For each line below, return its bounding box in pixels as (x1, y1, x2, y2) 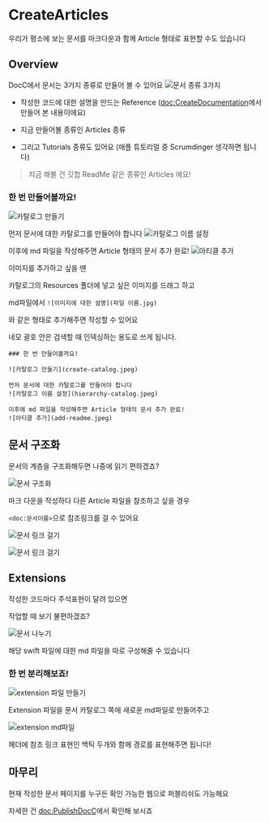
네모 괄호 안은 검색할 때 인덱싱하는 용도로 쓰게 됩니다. (8, 332, 177, 342)
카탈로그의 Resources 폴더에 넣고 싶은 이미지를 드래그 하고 (8, 281, 195, 290)
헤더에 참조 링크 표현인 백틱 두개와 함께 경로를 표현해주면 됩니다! (8, 739, 212, 749)
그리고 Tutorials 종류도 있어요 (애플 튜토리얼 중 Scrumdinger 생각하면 (19, 142, 241, 152)
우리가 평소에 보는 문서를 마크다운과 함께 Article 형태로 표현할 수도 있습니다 (8, 33, 246, 43)
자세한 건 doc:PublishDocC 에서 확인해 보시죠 (8, 805, 153, 816)
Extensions (8, 572, 66, 585)
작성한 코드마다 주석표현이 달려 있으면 (8, 594, 128, 603)
